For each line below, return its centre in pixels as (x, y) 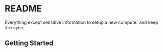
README (23, 9)
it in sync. (15, 27)
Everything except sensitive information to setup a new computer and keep (81, 22)
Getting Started (29, 43)
